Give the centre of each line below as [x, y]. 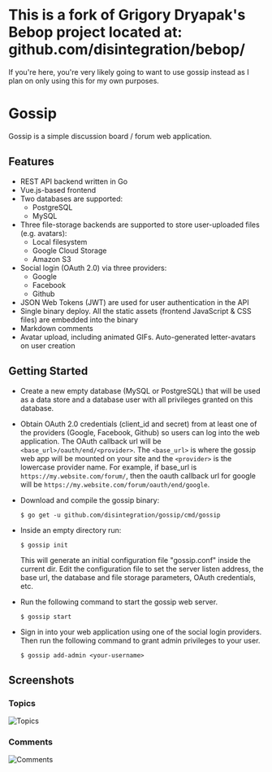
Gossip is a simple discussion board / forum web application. [110, 136]
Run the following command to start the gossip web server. [119, 602]
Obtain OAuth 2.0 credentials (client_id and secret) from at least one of [138, 424]
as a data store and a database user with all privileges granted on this [136, 399]
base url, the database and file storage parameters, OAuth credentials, [138, 577]
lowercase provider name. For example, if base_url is [108, 467]
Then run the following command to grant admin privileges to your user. [140, 640]
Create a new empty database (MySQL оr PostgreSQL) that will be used [140, 390]
